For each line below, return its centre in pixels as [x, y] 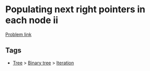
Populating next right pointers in [76, 9]
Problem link [18, 34]
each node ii [32, 20]
